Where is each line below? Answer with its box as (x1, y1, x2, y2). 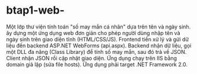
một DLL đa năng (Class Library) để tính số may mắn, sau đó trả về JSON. (6, 48, 187, 55)
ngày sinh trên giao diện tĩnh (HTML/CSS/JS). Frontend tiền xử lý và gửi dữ (6, 36, 189, 43)
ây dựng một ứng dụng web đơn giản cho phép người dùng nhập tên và (6, 29, 180, 36)
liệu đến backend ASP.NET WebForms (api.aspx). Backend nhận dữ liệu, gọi (6, 42, 192, 49)
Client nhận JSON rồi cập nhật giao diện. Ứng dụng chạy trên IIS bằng (6, 54, 177, 62)
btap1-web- (6, 4, 65, 17)
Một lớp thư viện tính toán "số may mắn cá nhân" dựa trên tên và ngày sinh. (6, 23, 191, 30)
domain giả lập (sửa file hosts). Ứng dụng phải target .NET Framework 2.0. (6, 60, 188, 68)
